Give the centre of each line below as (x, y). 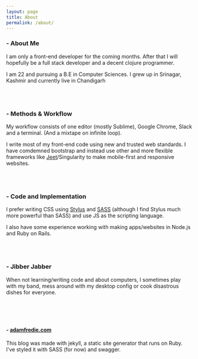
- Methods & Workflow (39, 113)
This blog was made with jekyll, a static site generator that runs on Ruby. (95, 343)
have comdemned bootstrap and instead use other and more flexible (90, 150)
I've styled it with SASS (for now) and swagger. (64, 349)
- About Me (23, 43)
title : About (22, 17)
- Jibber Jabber (29, 266)
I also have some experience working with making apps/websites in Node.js (98, 227)
